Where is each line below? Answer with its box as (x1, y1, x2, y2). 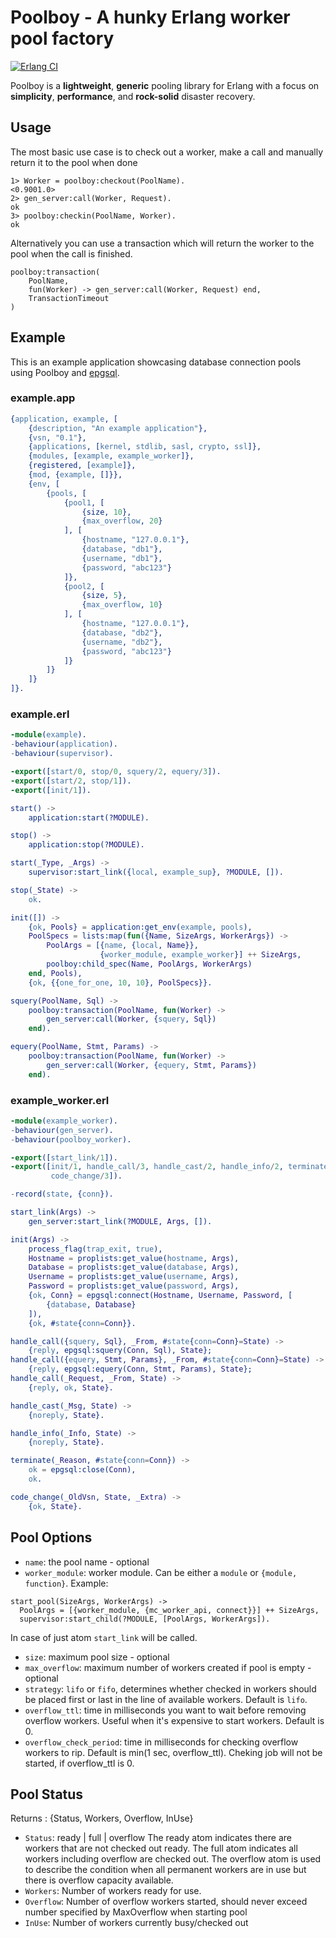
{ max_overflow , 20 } (81, 516, 163, 526)
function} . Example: (24, 1577, 109, 1589)
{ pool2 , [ (63, 581, 105, 591)
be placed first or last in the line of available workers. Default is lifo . (24, 1693, 308, 1705)
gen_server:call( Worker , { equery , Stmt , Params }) (46, 1060, 257, 1070)
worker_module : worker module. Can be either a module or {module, (24, 1566, 298, 1578)
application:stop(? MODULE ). (28, 840, 145, 850)
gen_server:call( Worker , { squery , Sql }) (46, 1014, 217, 1025)
